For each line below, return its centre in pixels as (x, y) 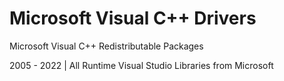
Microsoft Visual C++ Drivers (133, 18)
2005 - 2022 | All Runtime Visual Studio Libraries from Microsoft (141, 65)
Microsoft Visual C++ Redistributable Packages (106, 46)
